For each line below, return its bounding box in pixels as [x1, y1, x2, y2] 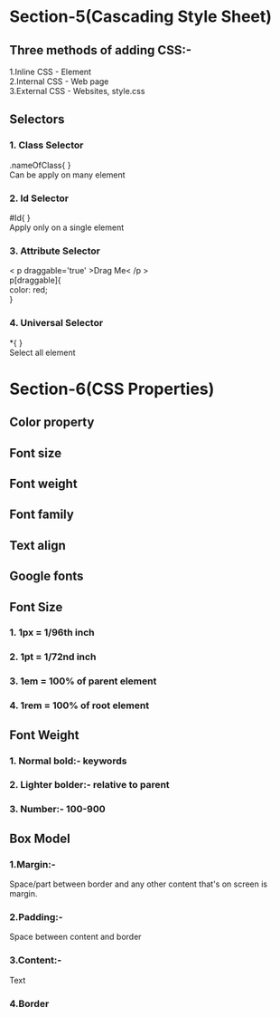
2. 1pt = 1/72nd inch [9, 650, 97, 663]
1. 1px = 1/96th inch [9, 627, 95, 639]
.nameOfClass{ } [9, 159, 71, 170]
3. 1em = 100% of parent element [9, 675, 157, 687]
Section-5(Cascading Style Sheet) [9, 6, 273, 27]
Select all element [9, 347, 76, 358]
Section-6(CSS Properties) [9, 379, 215, 399]
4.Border [9, 997, 50, 1010]
